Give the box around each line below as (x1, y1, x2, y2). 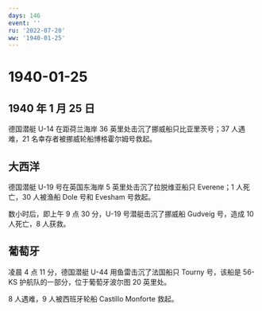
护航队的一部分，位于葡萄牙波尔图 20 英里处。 (19, 277, 171, 286)
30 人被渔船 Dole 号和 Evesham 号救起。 (21, 192, 156, 202)
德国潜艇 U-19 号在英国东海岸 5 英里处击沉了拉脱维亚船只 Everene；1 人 (8, 182, 244, 192)
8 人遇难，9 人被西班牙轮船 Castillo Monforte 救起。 (8, 294, 179, 303)
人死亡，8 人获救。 (8, 220, 71, 229)
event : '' (8, 19, 41, 27)
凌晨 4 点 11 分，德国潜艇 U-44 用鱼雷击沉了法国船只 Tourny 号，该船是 (8, 267, 241, 277)
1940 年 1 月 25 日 (8, 101, 95, 115)
